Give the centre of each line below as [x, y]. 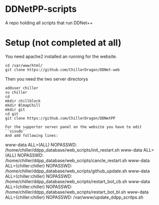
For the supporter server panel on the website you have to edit [73, 127]
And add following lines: [32, 135]
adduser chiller [22, 88]
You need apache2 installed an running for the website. [61, 56]
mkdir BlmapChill [23, 105]
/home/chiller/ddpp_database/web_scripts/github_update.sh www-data [78, 171]
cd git [12, 114]
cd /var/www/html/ [24, 65]
